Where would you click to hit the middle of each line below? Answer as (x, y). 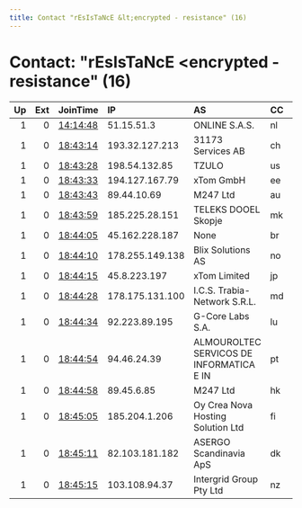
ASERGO (212, 441)
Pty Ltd (208, 490)
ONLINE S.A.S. (223, 125)
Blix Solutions (222, 250)
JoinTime (78, 110)
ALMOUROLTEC (227, 342)
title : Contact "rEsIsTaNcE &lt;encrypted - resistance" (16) (128, 18)
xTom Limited (221, 275)
